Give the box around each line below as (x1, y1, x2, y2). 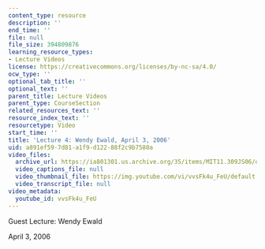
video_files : (8, 151, 51, 158)
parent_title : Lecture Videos (8, 92, 108, 100)
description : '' (8, 19, 62, 27)
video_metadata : (8, 187, 62, 195)
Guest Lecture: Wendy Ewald (8, 216, 103, 225)
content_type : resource (8, 11, 87, 20)
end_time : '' (8, 26, 51, 34)
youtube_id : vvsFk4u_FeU (15, 195, 97, 203)
